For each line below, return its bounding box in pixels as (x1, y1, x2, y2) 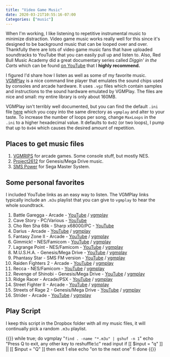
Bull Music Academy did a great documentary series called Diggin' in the (6, 57, 157, 63)
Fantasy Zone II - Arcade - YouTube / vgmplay (13, 234, 109, 239)
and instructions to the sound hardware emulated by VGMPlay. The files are (6, 89, 163, 95)
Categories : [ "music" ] (6, 17, 53, 22)
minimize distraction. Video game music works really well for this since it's (6, 36, 160, 42)
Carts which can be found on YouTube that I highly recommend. (6, 62, 140, 68)
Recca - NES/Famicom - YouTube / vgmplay (13, 265, 105, 271)
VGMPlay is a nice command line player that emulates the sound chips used (6, 78, 163, 84)
